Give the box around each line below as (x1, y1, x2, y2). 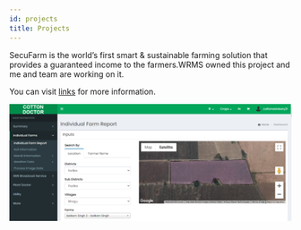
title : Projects (9, 23, 70, 33)
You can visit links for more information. (9, 86, 157, 97)
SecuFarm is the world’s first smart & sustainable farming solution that (9, 49, 268, 60)
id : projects (9, 14, 58, 23)
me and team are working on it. (9, 68, 125, 80)
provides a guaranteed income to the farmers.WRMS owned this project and (9, 59, 291, 70)
